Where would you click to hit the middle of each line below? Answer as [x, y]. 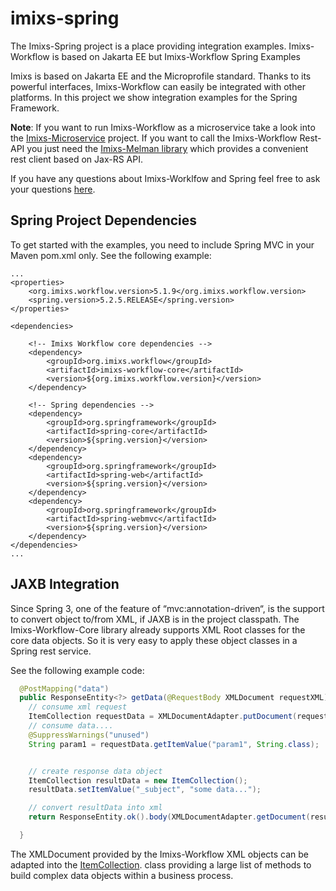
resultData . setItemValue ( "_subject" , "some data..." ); [145, 790]
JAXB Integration [65, 584]
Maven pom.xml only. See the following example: [111, 255]
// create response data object [95, 771]
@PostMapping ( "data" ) [64, 688]
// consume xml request [78, 707]
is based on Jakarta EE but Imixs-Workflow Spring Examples [176, 56]
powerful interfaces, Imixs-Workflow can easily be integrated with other [158, 86]
